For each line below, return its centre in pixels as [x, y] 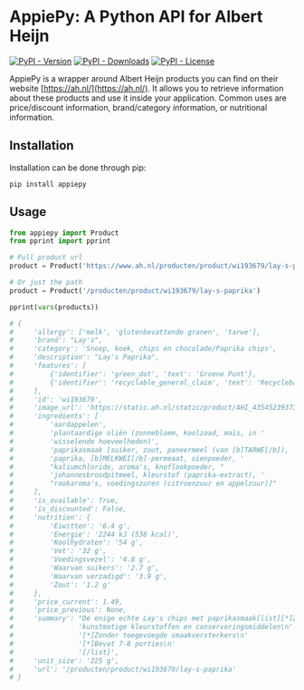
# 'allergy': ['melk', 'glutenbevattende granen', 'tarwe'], [135, 332]
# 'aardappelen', [58, 425]
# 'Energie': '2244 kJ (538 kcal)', [95, 534]
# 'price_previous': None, [68, 610]
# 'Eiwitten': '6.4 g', [70, 526]
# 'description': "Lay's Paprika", [85, 357]
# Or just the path [46, 283]
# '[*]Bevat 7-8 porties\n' [93, 644]
